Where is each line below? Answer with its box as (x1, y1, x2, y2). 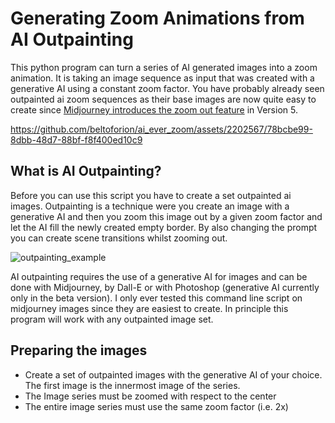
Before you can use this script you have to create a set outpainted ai (10, 189, 292, 201)
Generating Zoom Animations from (10, 7, 305, 30)
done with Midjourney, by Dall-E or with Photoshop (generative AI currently (10, 281, 320, 293)
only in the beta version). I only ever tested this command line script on (10, 292, 303, 304)
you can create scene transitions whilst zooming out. (10, 232, 228, 244)
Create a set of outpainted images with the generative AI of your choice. (24, 368, 323, 381)
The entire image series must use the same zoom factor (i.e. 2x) (24, 400, 289, 412)
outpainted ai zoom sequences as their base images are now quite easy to (10, 93, 317, 105)
